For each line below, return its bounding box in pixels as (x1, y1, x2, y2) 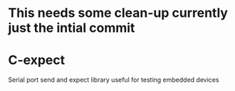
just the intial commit (8, 20, 135, 36)
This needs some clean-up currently (8, 5, 229, 21)
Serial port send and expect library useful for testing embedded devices (8, 75, 219, 84)
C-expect (8, 52, 66, 68)
